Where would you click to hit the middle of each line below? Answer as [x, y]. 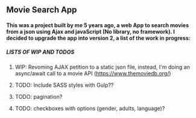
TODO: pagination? [39, 96]
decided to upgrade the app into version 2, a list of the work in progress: [99, 38]
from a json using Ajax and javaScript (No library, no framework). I [90, 31]
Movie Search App [42, 10]
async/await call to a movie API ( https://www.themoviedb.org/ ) [93, 73]
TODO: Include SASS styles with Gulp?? [64, 85]
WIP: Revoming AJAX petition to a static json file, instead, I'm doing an [102, 67]
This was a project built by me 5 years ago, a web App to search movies [97, 25]
